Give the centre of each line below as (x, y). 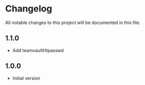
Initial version (26, 78)
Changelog (29, 9)
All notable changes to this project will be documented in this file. (73, 22)
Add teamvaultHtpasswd (38, 50)
